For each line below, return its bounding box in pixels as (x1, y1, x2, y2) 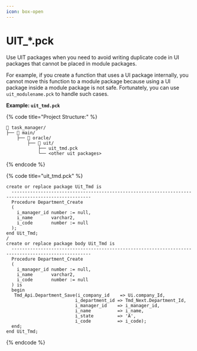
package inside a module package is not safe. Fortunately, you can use (6, 84, 179, 91)
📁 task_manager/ (6, 125, 46, 131)
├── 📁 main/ (6, 129, 35, 136)
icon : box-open (6, 8, 44, 15)
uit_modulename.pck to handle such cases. (6, 90, 109, 97)
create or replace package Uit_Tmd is (6, 184, 102, 190)
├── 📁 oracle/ (17, 135, 51, 141)
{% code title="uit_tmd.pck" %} (6, 172, 83, 179)
